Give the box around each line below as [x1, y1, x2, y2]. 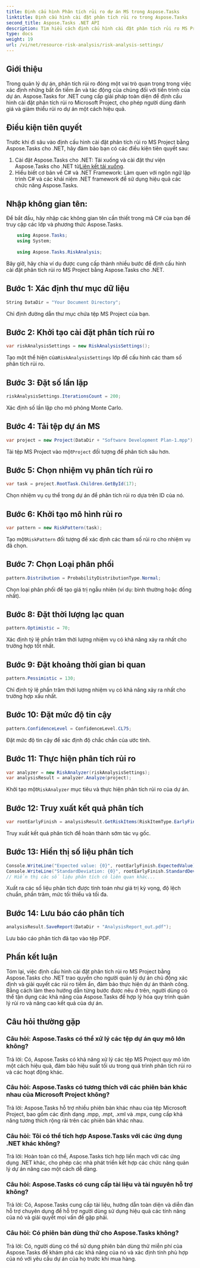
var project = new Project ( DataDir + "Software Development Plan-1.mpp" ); [6, 437, 196, 443]
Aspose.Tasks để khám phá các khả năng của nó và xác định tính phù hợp [6, 1248, 189, 1255]
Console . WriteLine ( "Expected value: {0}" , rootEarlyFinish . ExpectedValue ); [6, 863, 198, 869]
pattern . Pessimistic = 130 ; [6, 675, 76, 681]
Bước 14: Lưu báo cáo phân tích [6, 908, 125, 918]
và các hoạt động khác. [6, 1068, 64, 1075]
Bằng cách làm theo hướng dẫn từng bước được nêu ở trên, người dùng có [6, 987, 187, 994]
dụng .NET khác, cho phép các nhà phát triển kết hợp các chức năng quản [6, 1159, 189, 1166]
